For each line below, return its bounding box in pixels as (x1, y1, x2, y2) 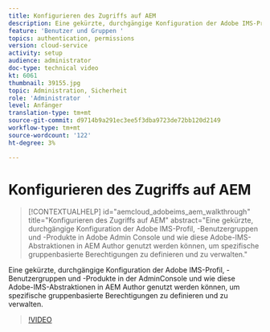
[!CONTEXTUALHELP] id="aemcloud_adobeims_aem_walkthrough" (27, 207, 251, 217)
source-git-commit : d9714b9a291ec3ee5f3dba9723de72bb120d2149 (8, 117, 221, 125)
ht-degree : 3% (8, 138, 56, 147)
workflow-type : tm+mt (8, 124, 81, 132)
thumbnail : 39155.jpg (8, 79, 81, 87)
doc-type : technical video (8, 64, 99, 72)
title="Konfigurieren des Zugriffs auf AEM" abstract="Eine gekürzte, (27, 215, 254, 225)
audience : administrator (8, 57, 92, 65)
